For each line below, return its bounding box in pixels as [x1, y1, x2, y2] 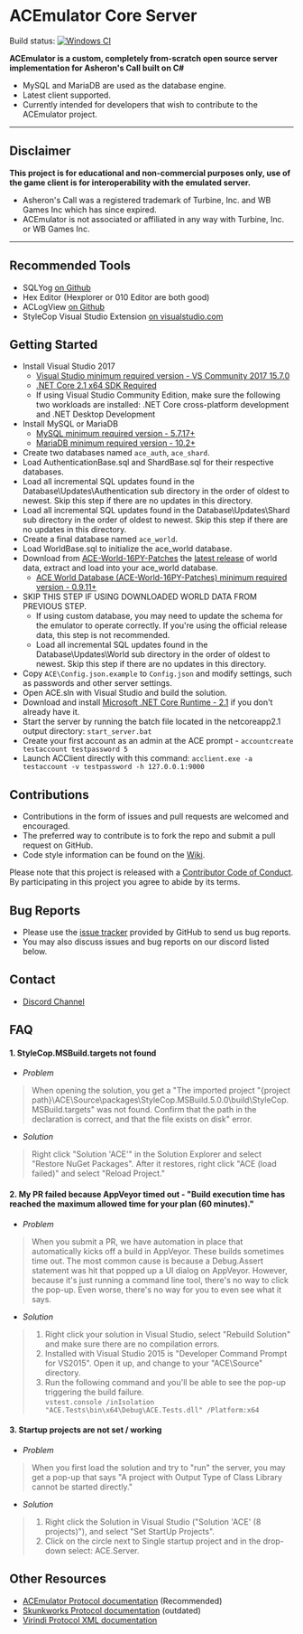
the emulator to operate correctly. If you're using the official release [35, 620, 288, 631]
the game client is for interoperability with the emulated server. [9, 177, 251, 188]
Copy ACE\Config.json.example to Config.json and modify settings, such [22, 668, 293, 679]
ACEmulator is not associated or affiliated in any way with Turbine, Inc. [22, 213, 285, 224]
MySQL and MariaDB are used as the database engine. [22, 80, 227, 90]
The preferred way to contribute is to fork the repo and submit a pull [22, 831, 276, 841]
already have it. [22, 707, 80, 718]
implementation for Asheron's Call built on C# [9, 62, 185, 73]
